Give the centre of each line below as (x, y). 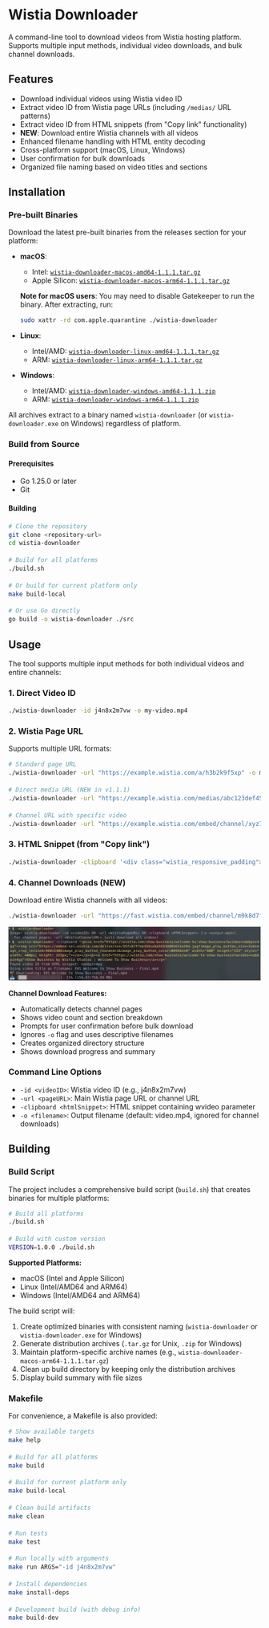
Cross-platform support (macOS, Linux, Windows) (102, 149)
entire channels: (35, 672)
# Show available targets (51, 1432)
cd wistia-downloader (44, 543)
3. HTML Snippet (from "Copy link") (79, 845)
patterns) (35, 116)
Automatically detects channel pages (81, 1008)
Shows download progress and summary (88, 1051)
